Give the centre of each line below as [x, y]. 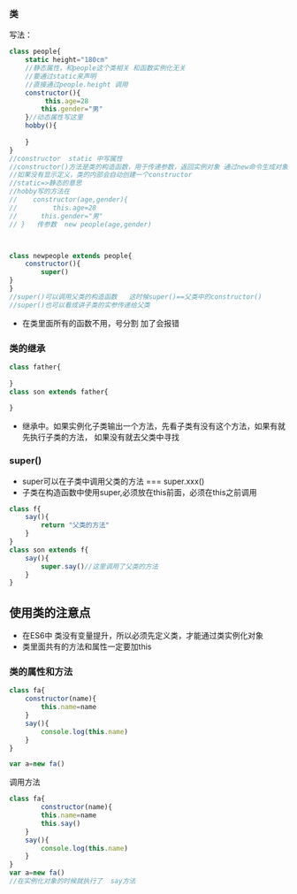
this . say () [61, 823]
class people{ [35, 52]
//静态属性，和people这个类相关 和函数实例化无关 [105, 68]
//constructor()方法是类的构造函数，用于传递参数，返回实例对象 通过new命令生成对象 [149, 167]
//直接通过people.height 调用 [76, 84]
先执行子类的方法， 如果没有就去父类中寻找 [100, 437]
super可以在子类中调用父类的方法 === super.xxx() [113, 481]
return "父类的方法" [76, 525]
